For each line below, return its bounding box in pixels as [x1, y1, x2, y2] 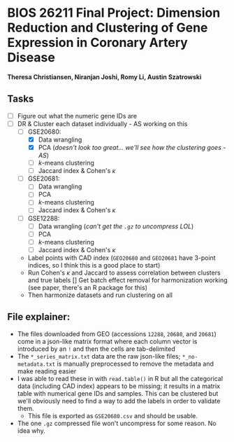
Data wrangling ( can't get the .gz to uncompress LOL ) [38, 222, 194, 230]
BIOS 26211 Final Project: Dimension [7, 5, 221, 21]
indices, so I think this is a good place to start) [27, 261, 161, 269]
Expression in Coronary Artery [7, 35, 189, 50]
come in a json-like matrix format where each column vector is [17, 337, 198, 345]
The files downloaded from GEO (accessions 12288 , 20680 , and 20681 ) [17, 329, 217, 338]
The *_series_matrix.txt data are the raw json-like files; [17, 352, 181, 360]
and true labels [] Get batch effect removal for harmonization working [27, 275, 228, 284]
